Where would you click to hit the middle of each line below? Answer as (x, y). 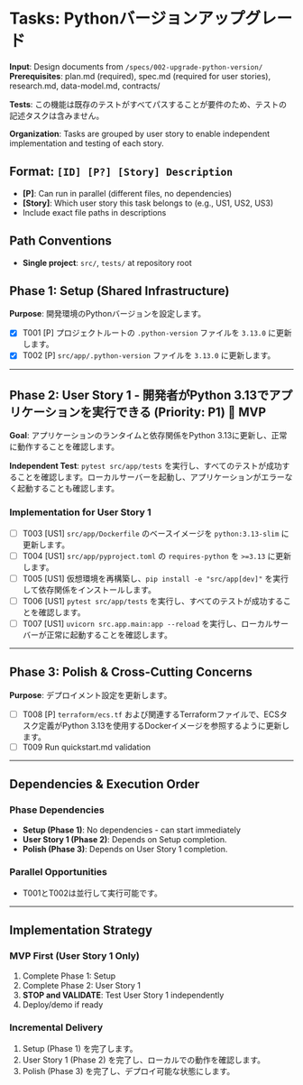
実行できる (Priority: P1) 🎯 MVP (179, 412)
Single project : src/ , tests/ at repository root (107, 262)
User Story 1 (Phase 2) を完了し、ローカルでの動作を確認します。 (144, 1060)
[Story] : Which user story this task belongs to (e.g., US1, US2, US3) (148, 203)
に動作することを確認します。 (64, 446)
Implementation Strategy (81, 930)
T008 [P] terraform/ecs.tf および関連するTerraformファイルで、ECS (151, 714)
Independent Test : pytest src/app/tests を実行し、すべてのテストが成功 (146, 466)
